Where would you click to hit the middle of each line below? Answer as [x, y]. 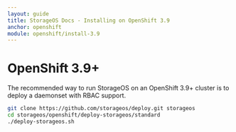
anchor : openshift [34, 27]
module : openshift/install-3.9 [54, 34]
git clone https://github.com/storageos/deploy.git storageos [101, 109]
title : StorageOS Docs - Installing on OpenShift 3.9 [89, 20]
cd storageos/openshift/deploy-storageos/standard [84, 115]
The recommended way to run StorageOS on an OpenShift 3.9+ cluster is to [118, 88]
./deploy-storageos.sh [41, 121]
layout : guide [28, 14]
